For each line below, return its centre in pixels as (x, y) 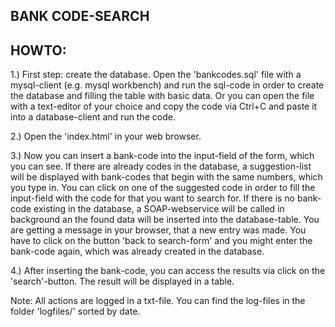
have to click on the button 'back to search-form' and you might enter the (161, 241)
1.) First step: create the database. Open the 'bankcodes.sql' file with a (156, 75)
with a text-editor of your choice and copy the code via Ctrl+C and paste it (164, 106)
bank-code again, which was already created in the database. (137, 251)
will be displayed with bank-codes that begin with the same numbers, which (166, 177)
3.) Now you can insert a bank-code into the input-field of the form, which (162, 156)
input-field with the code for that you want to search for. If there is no (153, 198)
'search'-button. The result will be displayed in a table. (122, 281)
